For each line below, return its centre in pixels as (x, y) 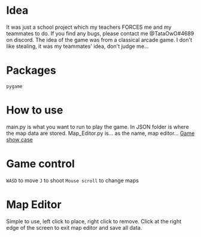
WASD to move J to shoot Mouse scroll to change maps (73, 180)
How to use (35, 110)
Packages (31, 70)
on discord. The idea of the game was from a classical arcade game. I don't (99, 40)
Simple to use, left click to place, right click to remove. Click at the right (94, 221)
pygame (14, 86)
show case (19, 139)
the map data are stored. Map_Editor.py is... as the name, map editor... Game (100, 133)
